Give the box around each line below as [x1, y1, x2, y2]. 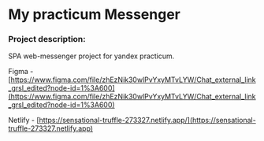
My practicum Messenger [8, 6, 181, 24]
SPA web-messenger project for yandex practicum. [8, 51, 175, 61]
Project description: [8, 34, 86, 45]
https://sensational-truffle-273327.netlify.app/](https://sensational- [39, 116, 256, 125]
